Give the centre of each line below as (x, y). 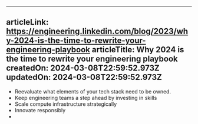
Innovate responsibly (40, 110)
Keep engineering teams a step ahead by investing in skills (86, 98)
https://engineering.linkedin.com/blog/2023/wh (97, 31)
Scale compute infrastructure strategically (66, 104)
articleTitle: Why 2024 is (138, 50)
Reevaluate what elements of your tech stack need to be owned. (93, 91)
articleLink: (27, 22)
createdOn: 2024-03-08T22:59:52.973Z (83, 68)
